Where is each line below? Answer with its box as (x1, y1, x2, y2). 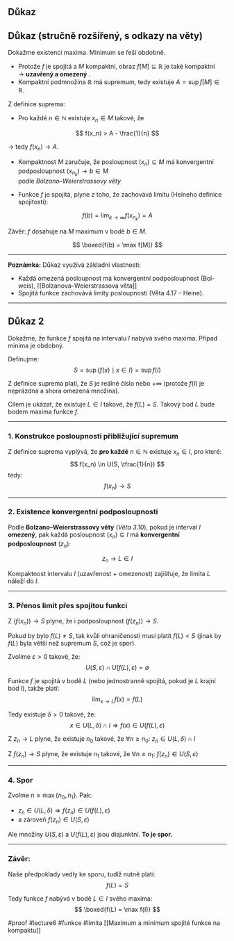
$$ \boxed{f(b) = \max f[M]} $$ (72, 240, 162, 249)
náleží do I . (8, 577, 40, 585)
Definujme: (8, 354, 40, 363)
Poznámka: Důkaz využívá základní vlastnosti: (8, 261, 142, 269)
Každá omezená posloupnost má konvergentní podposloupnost (17, 274, 199, 282)
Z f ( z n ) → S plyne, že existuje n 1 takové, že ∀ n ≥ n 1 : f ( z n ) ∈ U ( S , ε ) (8, 749, 199, 760)
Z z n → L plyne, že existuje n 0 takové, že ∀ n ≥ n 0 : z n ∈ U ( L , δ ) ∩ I (8, 735, 196, 744)
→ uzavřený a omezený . (17, 70, 91, 79)
